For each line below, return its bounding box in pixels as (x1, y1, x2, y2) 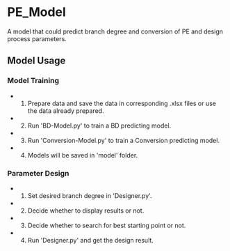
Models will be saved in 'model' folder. (27, 151, 138, 159)
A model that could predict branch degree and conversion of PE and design (7, 27, 224, 36)
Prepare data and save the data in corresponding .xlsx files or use (27, 99, 217, 107)
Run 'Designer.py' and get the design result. (27, 236, 154, 244)
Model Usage (7, 55, 66, 67)
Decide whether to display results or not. (27, 206, 145, 215)
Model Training (7, 76, 60, 86)
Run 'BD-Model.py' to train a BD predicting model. (27, 121, 172, 130)
